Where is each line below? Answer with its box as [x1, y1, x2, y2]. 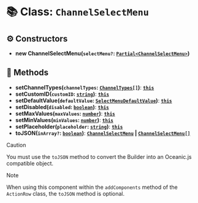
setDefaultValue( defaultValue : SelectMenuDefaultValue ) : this [15, 96, 172, 104]
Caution [6, 141, 26, 148]
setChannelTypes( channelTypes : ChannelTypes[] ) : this [15, 83, 154, 91]
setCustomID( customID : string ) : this [15, 90, 109, 98]
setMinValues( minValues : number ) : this [15, 116, 113, 123]
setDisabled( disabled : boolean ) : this [15, 103, 109, 110]
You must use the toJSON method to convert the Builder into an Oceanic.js [6, 153, 192, 160]
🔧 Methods [6, 67, 49, 78]
